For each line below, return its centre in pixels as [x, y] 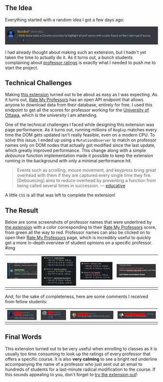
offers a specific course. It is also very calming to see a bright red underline [81, 359]
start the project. [22, 68]
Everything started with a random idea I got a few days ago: [65, 19]
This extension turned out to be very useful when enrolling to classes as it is [81, 348]
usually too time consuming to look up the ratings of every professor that [78, 354]
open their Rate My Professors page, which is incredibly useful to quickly [78, 238]
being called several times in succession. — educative [71, 186]
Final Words [24, 337]
